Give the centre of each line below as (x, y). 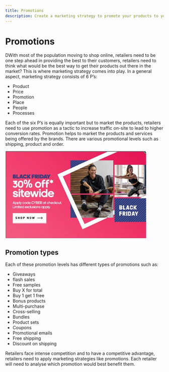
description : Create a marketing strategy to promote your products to (82, 16)
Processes (23, 113)
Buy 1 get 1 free (28, 296)
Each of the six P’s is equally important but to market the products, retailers (83, 123)
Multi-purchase (28, 306)
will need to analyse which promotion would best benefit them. (70, 364)
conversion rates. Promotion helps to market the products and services (79, 134)
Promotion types (32, 252)
